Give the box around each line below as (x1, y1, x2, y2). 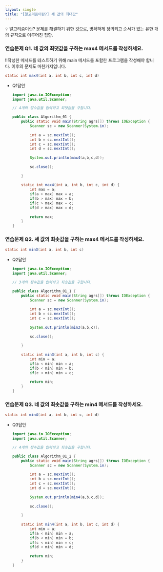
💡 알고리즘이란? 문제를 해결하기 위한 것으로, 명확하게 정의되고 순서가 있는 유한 (5, 25, 154, 32)
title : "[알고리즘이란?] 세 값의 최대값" (5, 12, 78, 17)
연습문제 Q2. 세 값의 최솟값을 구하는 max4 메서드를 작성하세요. (5, 236, 144, 243)
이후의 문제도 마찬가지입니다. (11, 63, 67, 69)
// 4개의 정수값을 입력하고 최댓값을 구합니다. (12, 106, 93, 110)
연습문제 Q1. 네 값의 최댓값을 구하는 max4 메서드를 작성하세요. (5, 45, 143, 52)
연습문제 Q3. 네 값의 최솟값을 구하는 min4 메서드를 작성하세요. (5, 401, 143, 408)
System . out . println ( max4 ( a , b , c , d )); (30, 155, 104, 160)
